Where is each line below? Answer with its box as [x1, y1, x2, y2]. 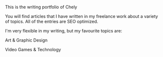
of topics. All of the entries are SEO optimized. [5, 19, 98, 24]
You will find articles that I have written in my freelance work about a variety [5, 14, 158, 19]
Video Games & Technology [5, 47, 61, 52]
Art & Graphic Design [5, 37, 48, 43]
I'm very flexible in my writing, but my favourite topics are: [5, 28, 122, 33]
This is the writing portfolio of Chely [5, 4, 77, 10]
